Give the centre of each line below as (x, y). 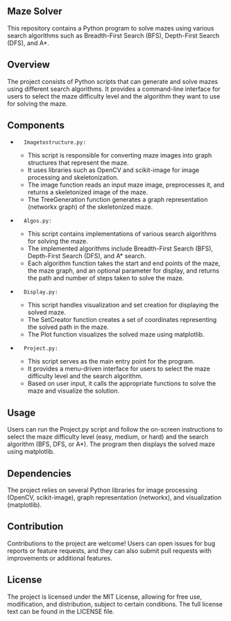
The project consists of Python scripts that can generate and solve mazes (113, 81)
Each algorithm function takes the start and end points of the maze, (124, 264)
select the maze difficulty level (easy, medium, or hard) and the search (108, 437)
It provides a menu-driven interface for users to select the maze (119, 369)
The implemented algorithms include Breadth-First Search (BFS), (120, 248)
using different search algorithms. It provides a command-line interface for (114, 89)
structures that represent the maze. (78, 163)
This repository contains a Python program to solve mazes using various (111, 28)
